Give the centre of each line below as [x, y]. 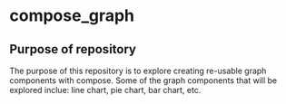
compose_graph [72, 16]
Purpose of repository [73, 49]
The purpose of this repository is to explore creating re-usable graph [138, 71]
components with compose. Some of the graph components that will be [143, 80]
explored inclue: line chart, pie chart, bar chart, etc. [105, 90]
